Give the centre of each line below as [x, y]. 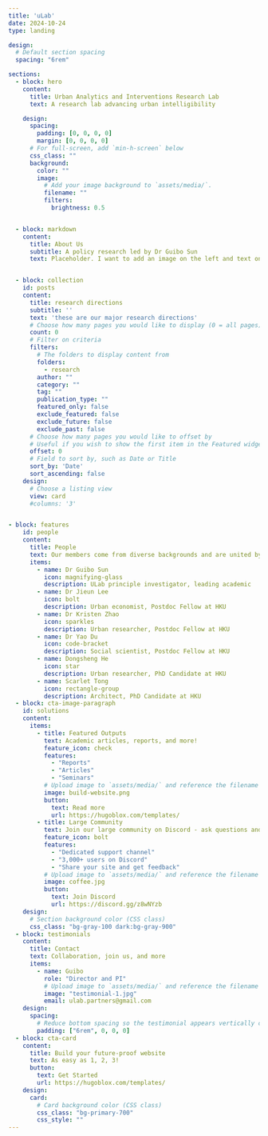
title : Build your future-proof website [97, 1053]
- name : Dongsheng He [73, 659]
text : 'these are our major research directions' [113, 318]
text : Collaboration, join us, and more [97, 957]
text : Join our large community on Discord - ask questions [146, 830]
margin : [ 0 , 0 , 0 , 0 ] [73, 141]
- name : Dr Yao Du [67, 637]
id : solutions [46, 711]
